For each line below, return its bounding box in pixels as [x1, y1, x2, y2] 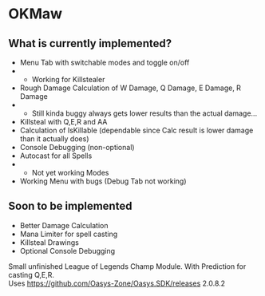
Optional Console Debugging [19, 246, 116, 255]
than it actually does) [19, 134, 89, 144]
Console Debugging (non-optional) [19, 143, 135, 152]
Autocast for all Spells [19, 151, 93, 160]
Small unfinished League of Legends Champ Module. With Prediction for [8, 261, 247, 271]
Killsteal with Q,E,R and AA [19, 117, 108, 126]
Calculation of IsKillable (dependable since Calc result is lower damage [19, 125, 254, 135]
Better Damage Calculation [19, 220, 109, 230]
